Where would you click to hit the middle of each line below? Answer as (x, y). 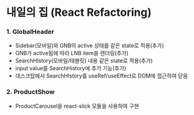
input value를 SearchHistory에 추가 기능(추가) (71, 68)
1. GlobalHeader (30, 32)
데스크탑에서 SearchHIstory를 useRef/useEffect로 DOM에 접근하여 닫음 (102, 76)
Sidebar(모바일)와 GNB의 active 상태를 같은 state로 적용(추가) (89, 45)
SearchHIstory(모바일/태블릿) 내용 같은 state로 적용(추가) (84, 61)
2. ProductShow (30, 92)
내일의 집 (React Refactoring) (79, 12)
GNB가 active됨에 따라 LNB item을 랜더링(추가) (72, 53)
